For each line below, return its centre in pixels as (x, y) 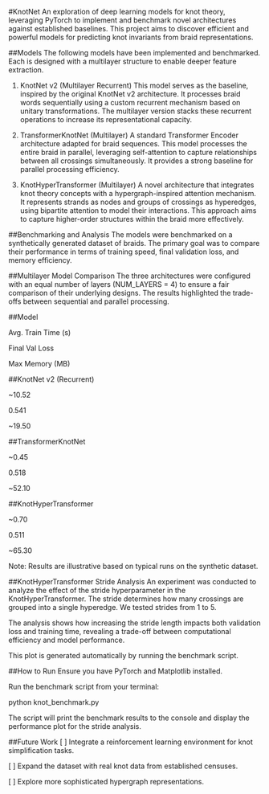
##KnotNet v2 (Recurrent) (51, 379)
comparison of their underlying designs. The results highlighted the (120, 293)
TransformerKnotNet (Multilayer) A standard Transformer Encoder (129, 135)
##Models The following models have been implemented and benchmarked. (134, 53)
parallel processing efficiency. (70, 169)
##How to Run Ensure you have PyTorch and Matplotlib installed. (116, 671)
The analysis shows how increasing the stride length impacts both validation (134, 623)
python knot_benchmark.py (54, 702)
